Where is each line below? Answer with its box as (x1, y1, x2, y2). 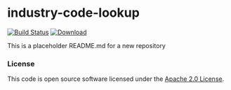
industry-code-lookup (7, 5, 140, 21)
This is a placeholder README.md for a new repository (7, 41, 166, 50)
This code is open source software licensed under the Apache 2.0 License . (7, 75, 225, 83)
